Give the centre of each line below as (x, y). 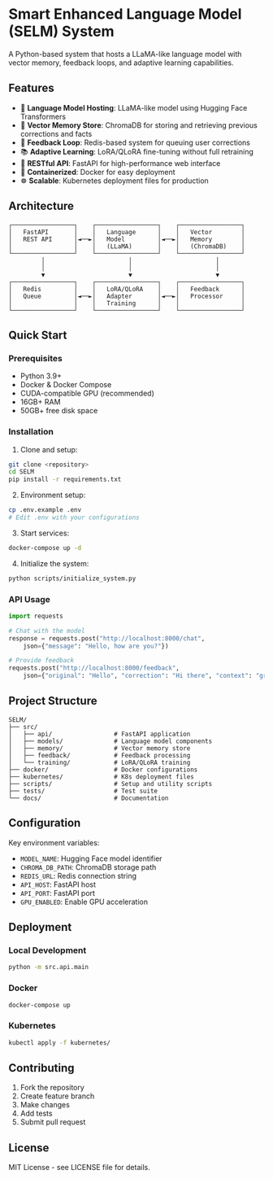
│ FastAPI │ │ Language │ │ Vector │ (127, 232)
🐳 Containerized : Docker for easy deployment (98, 172)
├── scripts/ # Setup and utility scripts (110, 784)
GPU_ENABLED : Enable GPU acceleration (84, 902)
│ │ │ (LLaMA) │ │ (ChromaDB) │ (127, 246)
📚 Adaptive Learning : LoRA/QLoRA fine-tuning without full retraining (137, 151)
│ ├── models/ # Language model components (110, 741)
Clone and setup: (49, 449)
